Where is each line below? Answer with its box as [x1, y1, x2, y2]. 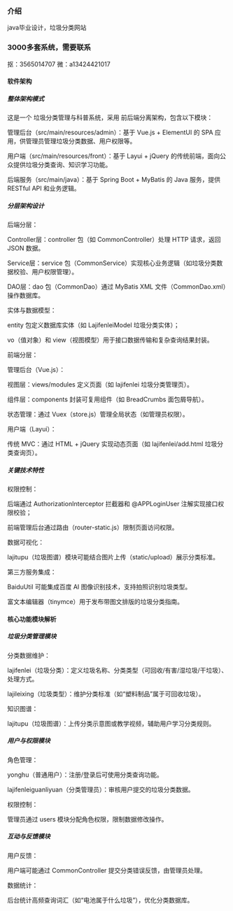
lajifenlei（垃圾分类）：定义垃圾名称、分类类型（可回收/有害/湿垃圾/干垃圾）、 [7, 666, 228, 674]
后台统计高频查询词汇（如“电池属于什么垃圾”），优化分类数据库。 [7, 896, 194, 904]
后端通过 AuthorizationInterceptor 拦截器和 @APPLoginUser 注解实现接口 [7, 500, 218, 508]
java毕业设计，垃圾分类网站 [7, 23, 87, 32]
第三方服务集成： [7, 568, 57, 576]
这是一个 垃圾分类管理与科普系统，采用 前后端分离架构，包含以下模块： [7, 113, 213, 122]
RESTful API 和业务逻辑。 [7, 184, 80, 193]
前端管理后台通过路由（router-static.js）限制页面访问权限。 [7, 523, 178, 532]
